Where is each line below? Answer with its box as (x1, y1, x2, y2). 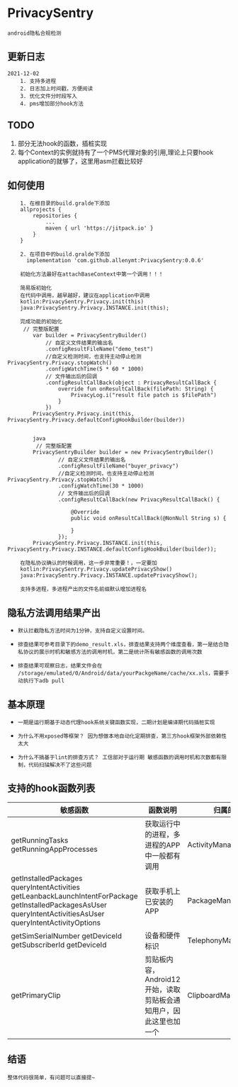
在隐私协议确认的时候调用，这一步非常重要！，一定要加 (20, 560, 157, 567)
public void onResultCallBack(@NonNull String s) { (70, 515, 227, 522)
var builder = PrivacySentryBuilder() (33, 332, 147, 339)
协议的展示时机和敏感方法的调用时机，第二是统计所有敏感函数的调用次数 (23, 648, 203, 656)
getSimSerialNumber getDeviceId (11, 930, 123, 940)
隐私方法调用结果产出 (7, 607, 101, 619)
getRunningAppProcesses (11, 844, 98, 854)
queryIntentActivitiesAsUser (11, 908, 105, 918)
